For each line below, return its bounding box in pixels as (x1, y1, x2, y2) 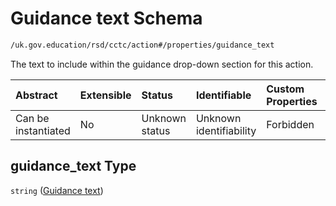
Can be (15, 111, 50, 125)
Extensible (79, 88, 132, 102)
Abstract (15, 88, 58, 102)
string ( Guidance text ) (10, 184, 104, 196)
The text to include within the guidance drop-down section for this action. (10, 58, 314, 70)
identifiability (195, 123, 257, 137)
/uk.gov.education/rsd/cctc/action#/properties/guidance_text (10, 40, 275, 50)
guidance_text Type (10, 158, 137, 175)
